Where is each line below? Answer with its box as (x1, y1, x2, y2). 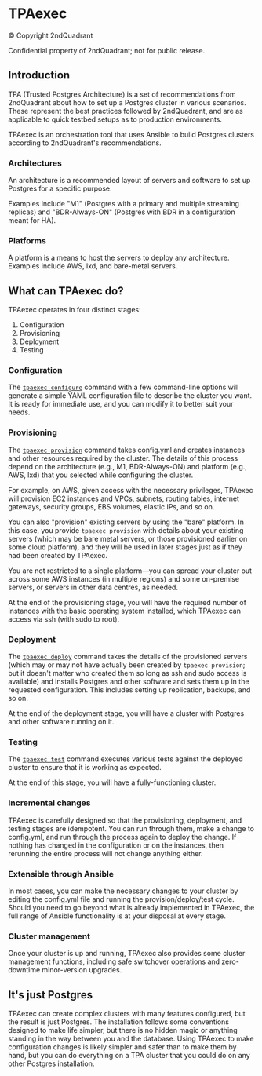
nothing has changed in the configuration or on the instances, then (8, 841, 224, 850)
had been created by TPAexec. (8, 550, 108, 560)
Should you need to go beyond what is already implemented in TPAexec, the (8, 903, 255, 912)
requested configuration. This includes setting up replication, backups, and (8, 685, 251, 695)
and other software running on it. (8, 717, 115, 727)
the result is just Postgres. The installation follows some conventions (8, 1017, 230, 1027)
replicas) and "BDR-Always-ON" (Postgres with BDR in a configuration (8, 207, 235, 217)
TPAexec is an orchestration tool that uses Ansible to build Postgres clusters (8, 129, 255, 139)
